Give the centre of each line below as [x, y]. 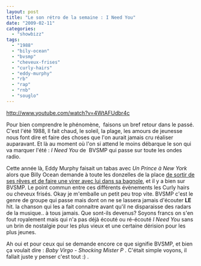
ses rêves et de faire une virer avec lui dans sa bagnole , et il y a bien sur [96, 181]
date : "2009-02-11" [31, 23]
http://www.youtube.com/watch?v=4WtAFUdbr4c [68, 113]
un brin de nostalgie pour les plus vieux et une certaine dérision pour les [96, 226]
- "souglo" [25, 96]
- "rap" [21, 85]
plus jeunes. [21, 232]
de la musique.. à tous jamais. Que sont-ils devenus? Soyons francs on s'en [100, 213]
